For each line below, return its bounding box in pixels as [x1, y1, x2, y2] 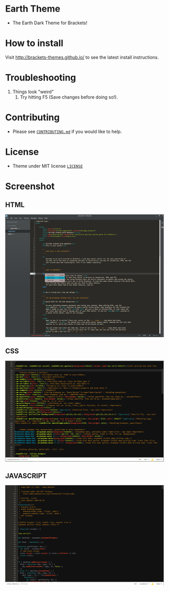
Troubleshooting [5, 72, 76, 83]
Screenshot [5, 180, 55, 192]
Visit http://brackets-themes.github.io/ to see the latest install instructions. [5, 54, 159, 60]
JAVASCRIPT [5, 471, 47, 480]
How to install [5, 37, 64, 49]
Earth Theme [5, 3, 60, 15]
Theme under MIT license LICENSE [12, 163, 83, 169]
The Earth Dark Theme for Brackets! [12, 20, 88, 26]
